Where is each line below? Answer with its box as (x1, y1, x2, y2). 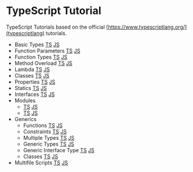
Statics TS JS (14, 84, 47, 91)
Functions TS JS (23, 122, 63, 129)
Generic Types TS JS (23, 140, 75, 147)
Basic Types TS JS (14, 41, 60, 48)
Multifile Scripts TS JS (14, 159, 68, 166)
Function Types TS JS (14, 53, 68, 60)
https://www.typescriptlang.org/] (107, 23, 187, 30)
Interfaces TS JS (14, 91, 55, 98)
